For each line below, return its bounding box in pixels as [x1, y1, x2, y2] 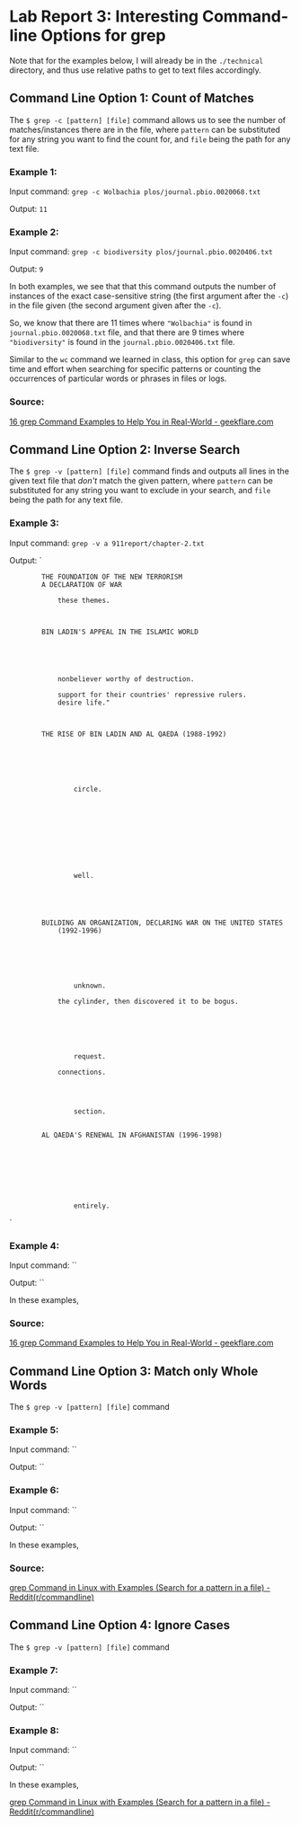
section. [73, 1107, 106, 1116]
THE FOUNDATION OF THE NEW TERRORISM [41, 572, 182, 581]
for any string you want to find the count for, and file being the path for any [9, 133, 291, 145]
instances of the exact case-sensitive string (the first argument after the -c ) [9, 290, 289, 302]
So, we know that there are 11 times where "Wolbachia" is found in [9, 317, 252, 329]
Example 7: [9, 1664, 58, 1677]
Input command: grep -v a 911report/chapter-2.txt [9, 537, 205, 548]
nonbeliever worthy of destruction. [57, 674, 195, 684]
